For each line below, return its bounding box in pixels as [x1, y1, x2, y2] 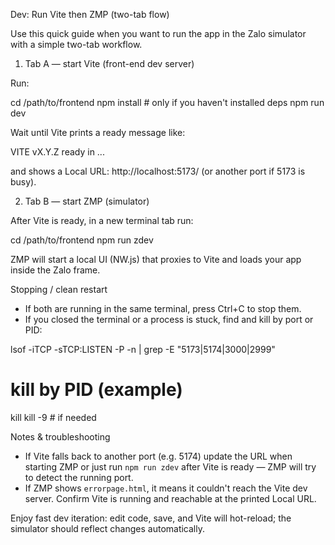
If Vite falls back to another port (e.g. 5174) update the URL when [24, 450, 293, 462]
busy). [10, 176, 37, 188]
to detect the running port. [24, 471, 134, 483]
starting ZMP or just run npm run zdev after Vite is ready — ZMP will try [24, 460, 317, 473]
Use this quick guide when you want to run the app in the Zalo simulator [10, 28, 307, 39]
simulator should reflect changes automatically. [10, 522, 206, 534]
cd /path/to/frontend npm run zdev [10, 234, 154, 246]
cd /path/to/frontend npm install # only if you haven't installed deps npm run [10, 97, 325, 108]
